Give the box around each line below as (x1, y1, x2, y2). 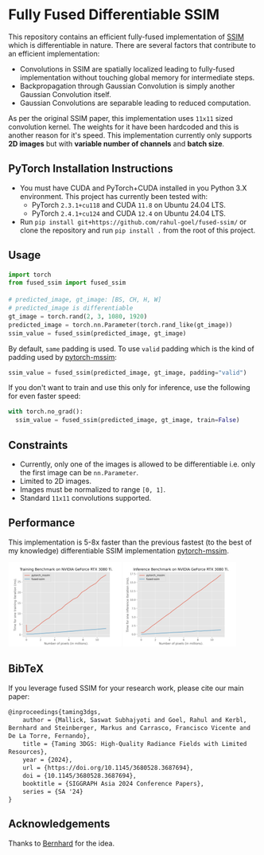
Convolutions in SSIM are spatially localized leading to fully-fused (19, 64, 235, 73)
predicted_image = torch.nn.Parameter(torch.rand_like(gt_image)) (8, 321, 233, 329)
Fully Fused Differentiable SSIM (8, 6, 220, 24)
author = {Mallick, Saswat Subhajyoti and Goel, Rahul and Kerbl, (22, 716, 247, 724)
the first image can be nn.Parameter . (19, 468, 139, 477)
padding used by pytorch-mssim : (8, 352, 118, 361)
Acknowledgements (8, 818, 111, 831)
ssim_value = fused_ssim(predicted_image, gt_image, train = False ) (15, 416, 240, 424)
